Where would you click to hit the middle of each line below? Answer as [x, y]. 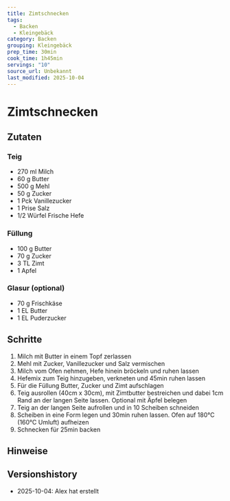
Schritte [25, 339]
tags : [15, 20]
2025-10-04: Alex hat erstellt [58, 491]
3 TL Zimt [31, 263]
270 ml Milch [35, 172]
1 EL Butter [32, 310]
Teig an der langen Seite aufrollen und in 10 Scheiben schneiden [108, 407]
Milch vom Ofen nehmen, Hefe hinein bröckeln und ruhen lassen [108, 371]
